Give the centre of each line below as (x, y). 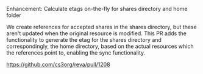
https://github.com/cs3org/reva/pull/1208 (59, 64)
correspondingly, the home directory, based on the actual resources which (100, 46)
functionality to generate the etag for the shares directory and (84, 40)
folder (14, 15)
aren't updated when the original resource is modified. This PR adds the (97, 33)
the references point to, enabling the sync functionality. (76, 53)
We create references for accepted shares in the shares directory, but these (101, 27)
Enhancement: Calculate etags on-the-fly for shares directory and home (97, 9)
